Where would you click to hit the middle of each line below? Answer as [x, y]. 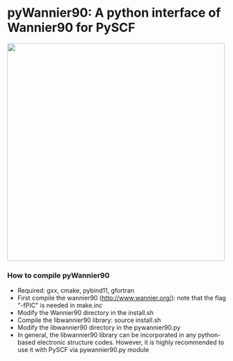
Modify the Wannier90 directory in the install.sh [86, 313]
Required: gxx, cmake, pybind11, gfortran [75, 291]
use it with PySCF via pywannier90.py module [83, 350]
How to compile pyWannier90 [58, 275]
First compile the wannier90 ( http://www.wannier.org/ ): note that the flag [121, 298]
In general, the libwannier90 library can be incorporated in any [107, 335]
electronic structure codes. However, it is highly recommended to [131, 342]
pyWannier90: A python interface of [114, 13]
